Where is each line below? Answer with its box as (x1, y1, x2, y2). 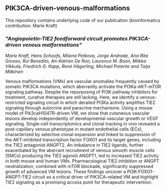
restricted (5, 99, 26, 105)
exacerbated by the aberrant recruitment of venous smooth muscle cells (5, 147, 155, 153)
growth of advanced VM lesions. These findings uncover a (5, 168, 126, 174)
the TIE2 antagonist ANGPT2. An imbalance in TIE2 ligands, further (5, 142, 144, 148)
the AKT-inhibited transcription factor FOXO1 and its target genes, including (5, 137, 161, 143)
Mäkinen (5, 68, 24, 74)
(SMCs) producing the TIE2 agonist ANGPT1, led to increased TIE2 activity (5, 152, 159, 159)
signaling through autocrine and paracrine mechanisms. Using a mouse (5, 105, 153, 111)
